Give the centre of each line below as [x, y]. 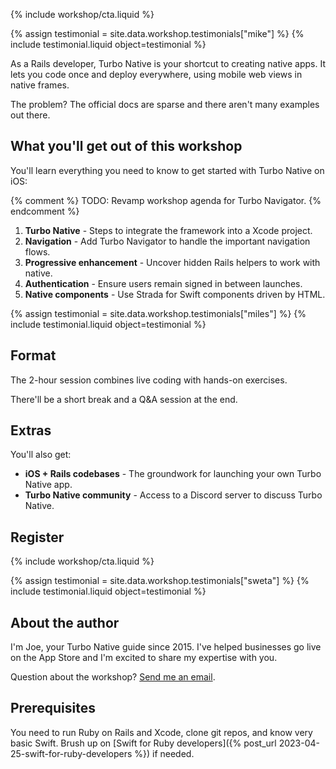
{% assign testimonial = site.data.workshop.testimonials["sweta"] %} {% [160, 581]
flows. [37, 251]
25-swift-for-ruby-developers [71, 753]
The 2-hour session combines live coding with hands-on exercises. [149, 380]
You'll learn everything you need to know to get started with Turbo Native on [167, 170]
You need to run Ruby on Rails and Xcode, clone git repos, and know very [161, 732]
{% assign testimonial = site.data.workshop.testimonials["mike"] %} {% [157, 33]
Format [33, 355]
